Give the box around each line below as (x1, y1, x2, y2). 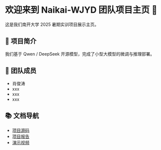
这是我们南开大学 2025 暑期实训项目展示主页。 (5, 21, 99, 27)
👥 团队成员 (5, 67, 36, 75)
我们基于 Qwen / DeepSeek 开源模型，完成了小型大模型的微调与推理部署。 (5, 51, 155, 56)
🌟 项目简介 (5, 37, 36, 45)
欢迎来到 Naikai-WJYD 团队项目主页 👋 (5, 4, 158, 16)
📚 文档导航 (5, 112, 39, 120)
